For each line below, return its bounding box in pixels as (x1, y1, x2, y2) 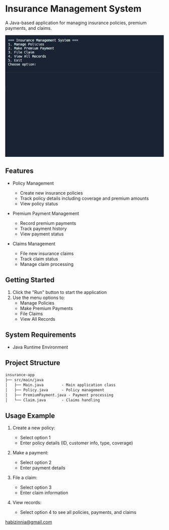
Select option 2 (20, 459, 52, 465)
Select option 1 (20, 435, 51, 441)
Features (5, 167, 34, 175)
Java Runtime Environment (12, 344, 68, 350)
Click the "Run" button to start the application (12, 289, 107, 295)
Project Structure (5, 359, 60, 367)
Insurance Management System (5, 3, 142, 15)
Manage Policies (20, 300, 54, 306)
